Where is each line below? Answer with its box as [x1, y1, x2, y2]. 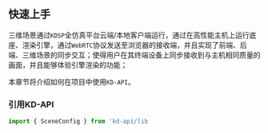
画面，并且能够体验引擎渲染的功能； [8, 60, 128, 69]
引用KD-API [8, 99, 54, 110]
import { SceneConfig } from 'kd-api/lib [8, 118, 149, 126]
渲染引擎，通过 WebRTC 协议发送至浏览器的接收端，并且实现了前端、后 [22, 40, 247, 49]
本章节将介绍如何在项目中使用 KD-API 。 [8, 76, 135, 86]
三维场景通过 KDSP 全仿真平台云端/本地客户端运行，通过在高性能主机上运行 [8, 30, 250, 40]
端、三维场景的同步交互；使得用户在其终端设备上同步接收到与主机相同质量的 [8, 50, 261, 60]
